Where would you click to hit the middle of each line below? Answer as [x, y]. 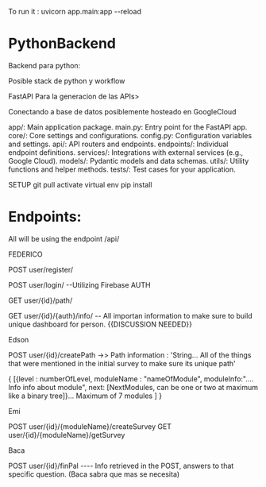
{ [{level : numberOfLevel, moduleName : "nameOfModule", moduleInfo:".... [131, 379]
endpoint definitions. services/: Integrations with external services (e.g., [126, 152]
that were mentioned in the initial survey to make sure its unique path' [122, 363]
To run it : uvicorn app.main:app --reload [75, 12]
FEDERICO [25, 254]
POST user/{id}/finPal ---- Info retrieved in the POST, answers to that [121, 466]
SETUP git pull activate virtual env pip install [80, 184]
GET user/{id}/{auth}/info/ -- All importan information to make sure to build [130, 315]
